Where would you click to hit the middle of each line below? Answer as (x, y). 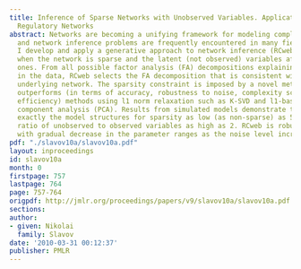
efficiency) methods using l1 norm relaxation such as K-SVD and (142, 101)
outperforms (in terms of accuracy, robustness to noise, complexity (150, 92)
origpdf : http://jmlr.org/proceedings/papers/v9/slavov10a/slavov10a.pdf (150, 201)
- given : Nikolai (42, 226)
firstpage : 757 (38, 176)
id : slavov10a (36, 159)
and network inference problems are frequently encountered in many (148, 43)
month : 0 (26, 168)
